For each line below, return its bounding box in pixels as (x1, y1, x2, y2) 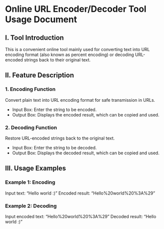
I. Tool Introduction (5, 33, 64, 42)
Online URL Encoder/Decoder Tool (5, 3, 147, 15)
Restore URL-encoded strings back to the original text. (5, 135, 115, 141)
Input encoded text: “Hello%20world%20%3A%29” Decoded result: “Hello (5, 213, 157, 219)
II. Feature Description (5, 71, 74, 80)
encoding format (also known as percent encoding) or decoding (5, 52, 134, 57)
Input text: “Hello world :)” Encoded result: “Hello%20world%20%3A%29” (5, 190, 155, 196)
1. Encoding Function (5, 86, 56, 93)
